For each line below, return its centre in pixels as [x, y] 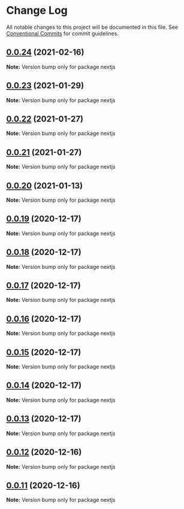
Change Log [37, 11]
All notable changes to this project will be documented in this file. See [92, 27]
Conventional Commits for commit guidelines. [62, 33]
